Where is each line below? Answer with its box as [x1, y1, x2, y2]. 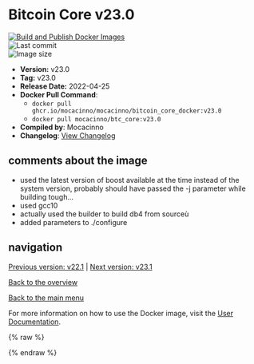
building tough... [19, 192, 74, 201]
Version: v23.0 [19, 64, 70, 73]
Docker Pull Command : [19, 89, 98, 99]
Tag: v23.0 [19, 73, 56, 82]
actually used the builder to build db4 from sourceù [19, 209, 189, 219]
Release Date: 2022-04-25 [19, 81, 110, 91]
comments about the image [8, 154, 148, 168]
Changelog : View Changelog [19, 130, 116, 140]
